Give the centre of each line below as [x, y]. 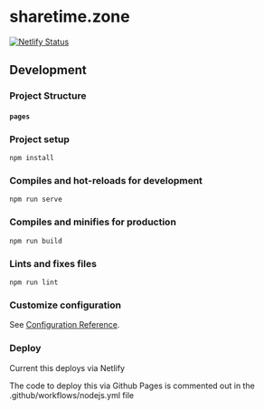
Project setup [39, 139]
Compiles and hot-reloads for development [106, 181]
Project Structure [48, 96]
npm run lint [34, 282]
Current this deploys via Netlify [67, 367]
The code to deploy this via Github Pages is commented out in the [132, 386]
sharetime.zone [70, 17]
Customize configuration [66, 305]
